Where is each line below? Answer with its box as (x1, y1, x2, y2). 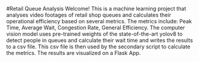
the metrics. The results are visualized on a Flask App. (6, 49, 141, 56)
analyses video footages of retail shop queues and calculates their (6, 11, 172, 18)
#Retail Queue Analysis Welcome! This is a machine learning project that (6, 5, 186, 12)
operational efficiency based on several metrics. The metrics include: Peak (6, 18, 192, 24)
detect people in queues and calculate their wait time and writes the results (6, 37, 193, 44)
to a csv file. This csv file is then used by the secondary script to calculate (6, 43, 191, 50)
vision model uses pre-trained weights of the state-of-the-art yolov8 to (6, 30, 183, 38)
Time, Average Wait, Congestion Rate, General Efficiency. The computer (6, 24, 185, 31)
